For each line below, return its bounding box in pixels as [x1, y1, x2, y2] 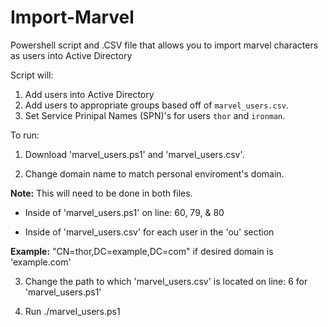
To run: [10, 129, 40, 141]
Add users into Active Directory [24, 88, 155, 100]
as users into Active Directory [10, 49, 133, 61]
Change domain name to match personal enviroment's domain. [24, 167, 285, 180]
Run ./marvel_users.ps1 [24, 305, 121, 317]
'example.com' [10, 256, 72, 268]
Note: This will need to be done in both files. [10, 187, 193, 199]
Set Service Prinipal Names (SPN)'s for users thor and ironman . [24, 109, 286, 121]
